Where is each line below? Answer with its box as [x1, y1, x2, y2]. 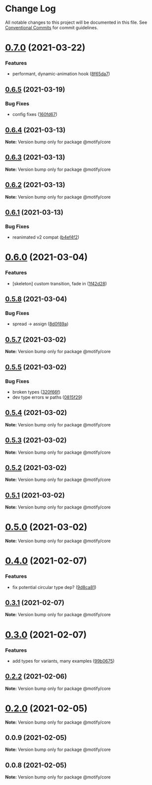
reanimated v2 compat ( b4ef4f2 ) [12, 234, 80, 240]
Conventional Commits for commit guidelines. [5, 24, 98, 30]
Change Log [5, 3, 56, 14]
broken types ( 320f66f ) [12, 389, 61, 395]
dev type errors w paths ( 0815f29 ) [12, 394, 83, 400]
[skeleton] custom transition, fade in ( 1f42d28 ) [12, 280, 107, 286]
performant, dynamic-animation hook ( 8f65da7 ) [12, 71, 110, 77]
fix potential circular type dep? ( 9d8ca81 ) [12, 584, 97, 590]
